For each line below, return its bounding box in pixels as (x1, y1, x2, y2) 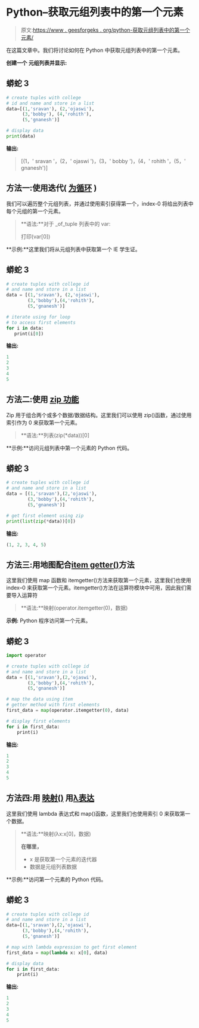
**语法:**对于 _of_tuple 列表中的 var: (20, 220, 111, 227)
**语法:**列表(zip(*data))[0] (20, 432, 90, 439)
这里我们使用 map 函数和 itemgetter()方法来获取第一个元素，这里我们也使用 (6, 577, 192, 584)
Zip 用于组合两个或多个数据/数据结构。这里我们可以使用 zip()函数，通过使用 (6, 411, 192, 418)
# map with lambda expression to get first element (6, 944, 137, 950)
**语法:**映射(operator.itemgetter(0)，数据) (20, 604, 128, 611)
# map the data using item (6, 696, 73, 702)
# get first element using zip (6, 512, 84, 519)
